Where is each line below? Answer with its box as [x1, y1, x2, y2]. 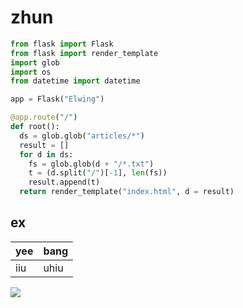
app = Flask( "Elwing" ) [10, 94, 105, 105]
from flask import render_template [10, 48, 159, 58]
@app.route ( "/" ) [10, 112, 78, 123]
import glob [10, 57, 60, 68]
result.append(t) [28, 177, 101, 188]
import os [10, 67, 52, 77]
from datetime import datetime [10, 76, 141, 86]
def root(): [10, 122, 60, 132]
